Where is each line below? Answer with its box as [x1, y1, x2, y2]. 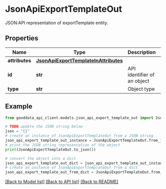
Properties [5, 34, 39, 42]
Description [127, 48, 156, 55]
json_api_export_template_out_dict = [5, 160, 83, 166]
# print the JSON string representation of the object [5, 142, 121, 148]
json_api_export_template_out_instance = [5, 138, 92, 143]
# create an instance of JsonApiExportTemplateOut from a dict [5, 165, 138, 170]
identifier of [127, 71, 155, 78]
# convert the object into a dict [5, 156, 77, 161]
